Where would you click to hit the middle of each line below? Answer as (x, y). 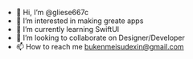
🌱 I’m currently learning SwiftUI (68, 29)
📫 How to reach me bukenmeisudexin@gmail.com (100, 47)
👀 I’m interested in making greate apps (80, 21)
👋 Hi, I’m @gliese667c (52, 12)
